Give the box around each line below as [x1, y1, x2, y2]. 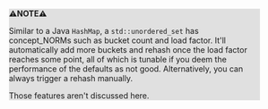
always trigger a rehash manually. [9, 73, 134, 83]
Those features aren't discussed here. [9, 90, 150, 101]
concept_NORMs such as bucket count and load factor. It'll [9, 35, 226, 46]
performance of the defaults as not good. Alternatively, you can [9, 63, 244, 74]
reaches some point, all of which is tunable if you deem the [9, 54, 228, 64]
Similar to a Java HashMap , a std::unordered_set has [9, 26, 199, 36]
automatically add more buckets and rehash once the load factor [9, 45, 248, 54]
